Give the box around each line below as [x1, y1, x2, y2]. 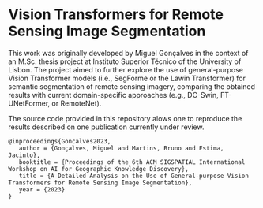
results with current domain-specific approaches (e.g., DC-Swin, [8, 90, 219, 99]
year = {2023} [18, 185, 66, 194]
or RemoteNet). [51, 98, 102, 108]
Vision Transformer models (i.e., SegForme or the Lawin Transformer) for [8, 73, 246, 83]
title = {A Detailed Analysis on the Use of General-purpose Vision [18, 172, 249, 180]
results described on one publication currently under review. [8, 122, 205, 132]
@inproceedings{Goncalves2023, [8, 137, 111, 145]
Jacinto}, [8, 151, 41, 159]
